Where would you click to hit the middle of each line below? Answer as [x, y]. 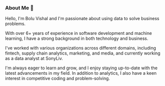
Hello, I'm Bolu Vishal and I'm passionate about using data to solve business [82, 19]
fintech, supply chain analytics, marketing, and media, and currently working [83, 53]
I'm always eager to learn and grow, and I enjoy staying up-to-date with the [81, 68]
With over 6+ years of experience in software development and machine [79, 33]
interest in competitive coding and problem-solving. [58, 79]
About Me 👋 [19, 8]
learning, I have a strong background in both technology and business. [77, 38]
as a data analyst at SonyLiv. [34, 58]
